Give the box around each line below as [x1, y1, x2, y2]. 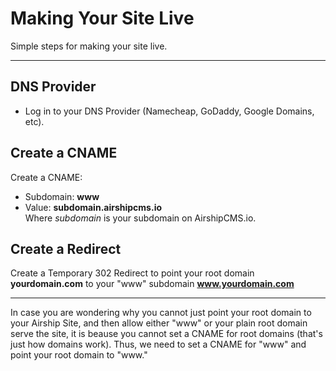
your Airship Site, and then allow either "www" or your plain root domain [10, 317, 308, 329]
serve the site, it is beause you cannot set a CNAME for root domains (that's [10, 328, 323, 340]
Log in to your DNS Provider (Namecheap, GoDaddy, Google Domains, [24, 105, 315, 117]
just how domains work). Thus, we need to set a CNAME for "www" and [10, 338, 307, 351]
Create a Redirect [10, 240, 122, 257]
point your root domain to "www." [10, 349, 148, 361]
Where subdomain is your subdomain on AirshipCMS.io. [24, 212, 257, 224]
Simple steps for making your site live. [10, 40, 168, 52]
